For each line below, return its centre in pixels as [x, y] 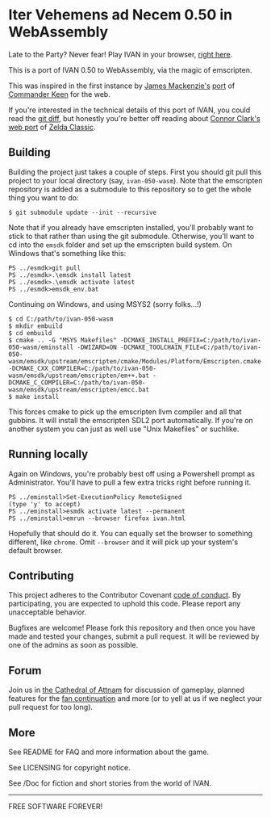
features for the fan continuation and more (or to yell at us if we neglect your [135, 698]
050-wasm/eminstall [41, 347]
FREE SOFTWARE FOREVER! [56, 806]
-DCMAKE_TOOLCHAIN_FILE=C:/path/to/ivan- [191, 347]
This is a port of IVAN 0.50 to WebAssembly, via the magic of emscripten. [130, 69]
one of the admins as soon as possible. [73, 645]
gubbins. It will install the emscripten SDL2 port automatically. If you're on [131, 420]
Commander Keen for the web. [59, 94]
